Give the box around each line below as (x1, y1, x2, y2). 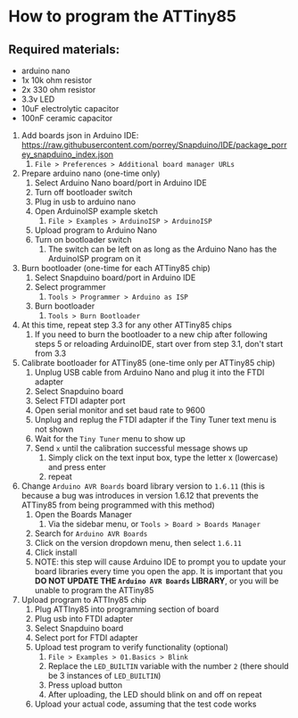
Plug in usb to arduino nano (34, 196, 136, 207)
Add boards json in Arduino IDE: (21, 130, 139, 140)
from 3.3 (34, 348, 67, 359)
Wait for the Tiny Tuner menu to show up (34, 433, 186, 443)
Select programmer (34, 282, 106, 292)
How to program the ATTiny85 (8, 6, 237, 27)
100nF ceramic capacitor (21, 113, 113, 123)
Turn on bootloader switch (34, 235, 132, 244)
